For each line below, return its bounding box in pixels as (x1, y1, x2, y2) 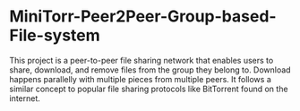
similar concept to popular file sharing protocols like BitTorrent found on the (9, 83, 288, 94)
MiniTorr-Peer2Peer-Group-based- (9, 6, 277, 27)
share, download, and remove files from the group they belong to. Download (9, 64, 291, 75)
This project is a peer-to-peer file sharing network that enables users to (9, 55, 274, 65)
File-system (9, 25, 100, 46)
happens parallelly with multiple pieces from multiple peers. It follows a (9, 73, 271, 84)
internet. (9, 92, 40, 104)
